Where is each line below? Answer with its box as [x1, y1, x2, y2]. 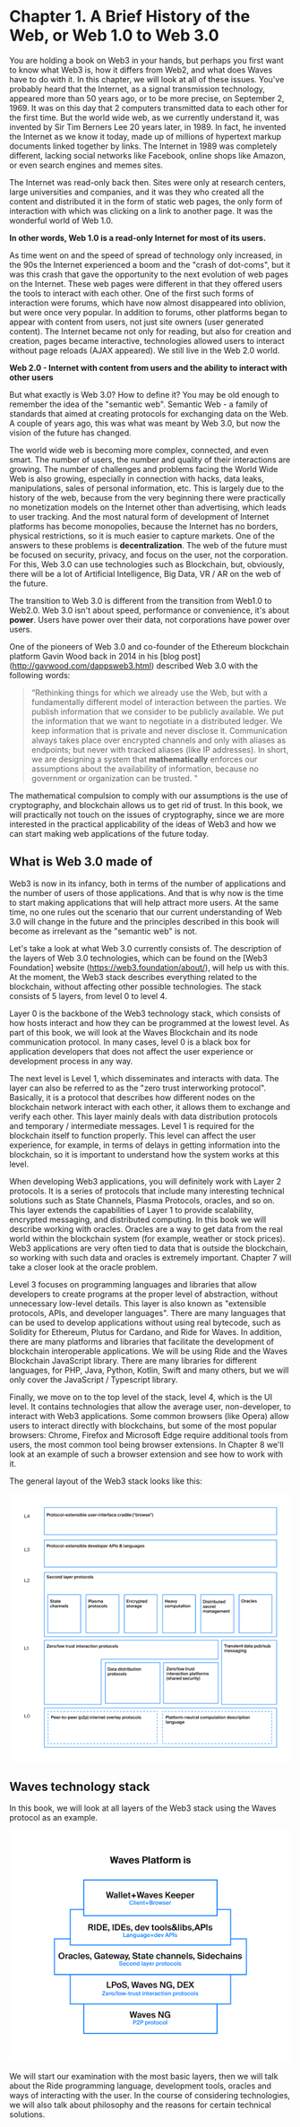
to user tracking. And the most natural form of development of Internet [9, 511, 270, 521]
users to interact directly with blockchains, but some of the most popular [9, 1420, 278, 1431]
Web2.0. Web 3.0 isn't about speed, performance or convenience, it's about [9, 605, 289, 616]
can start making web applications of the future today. [9, 828, 210, 839]
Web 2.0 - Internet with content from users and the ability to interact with [9, 362, 288, 373]
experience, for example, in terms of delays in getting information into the [9, 1140, 280, 1150]
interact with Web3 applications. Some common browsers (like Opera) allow [9, 1410, 289, 1421]
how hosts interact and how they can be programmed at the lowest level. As [9, 1017, 289, 1028]
